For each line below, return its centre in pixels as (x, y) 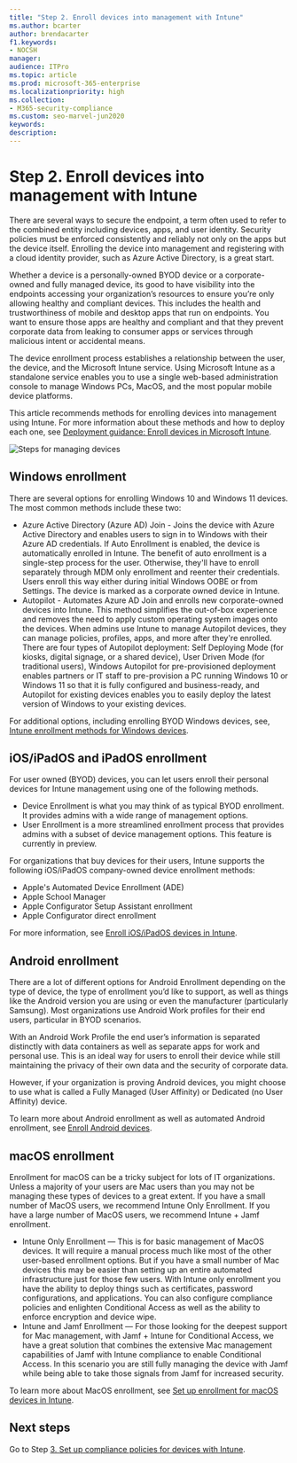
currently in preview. (59, 844)
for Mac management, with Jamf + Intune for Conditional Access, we (148, 1336)
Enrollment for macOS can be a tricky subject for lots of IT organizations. (142, 1177)
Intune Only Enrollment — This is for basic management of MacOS (143, 1241)
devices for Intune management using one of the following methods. (134, 789)
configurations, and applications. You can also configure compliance (147, 1298)
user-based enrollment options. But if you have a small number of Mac (151, 1261)
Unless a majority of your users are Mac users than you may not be (132, 1187)
